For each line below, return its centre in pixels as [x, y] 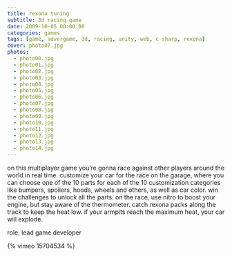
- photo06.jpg [33, 97]
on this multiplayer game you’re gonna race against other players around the [116, 168]
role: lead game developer [44, 233]
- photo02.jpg [33, 71]
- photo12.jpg [33, 135]
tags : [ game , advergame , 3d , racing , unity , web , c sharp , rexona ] [106, 39]
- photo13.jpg [33, 142]
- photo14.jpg [33, 148]
